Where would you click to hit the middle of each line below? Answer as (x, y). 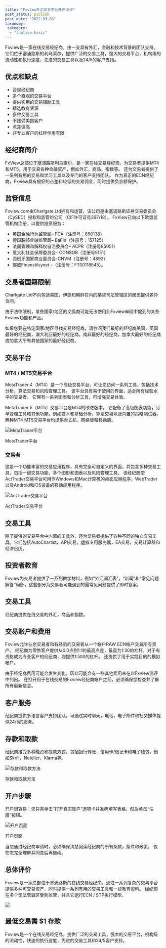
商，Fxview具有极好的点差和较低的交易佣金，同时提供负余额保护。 (73, 181)
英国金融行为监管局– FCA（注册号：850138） (58, 234)
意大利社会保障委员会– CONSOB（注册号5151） (60, 253)
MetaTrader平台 (21, 441)
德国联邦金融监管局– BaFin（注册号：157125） (59, 240)
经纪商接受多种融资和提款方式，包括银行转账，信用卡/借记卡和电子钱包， (80, 752)
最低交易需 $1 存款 (33, 922)
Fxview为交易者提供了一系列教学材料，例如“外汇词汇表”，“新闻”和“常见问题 (82, 578)
